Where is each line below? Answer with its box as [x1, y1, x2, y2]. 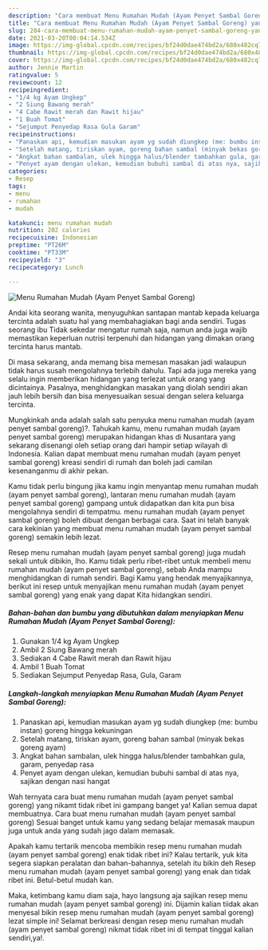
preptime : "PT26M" [8, 241, 69, 250]
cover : [8, 57, 30, 65]
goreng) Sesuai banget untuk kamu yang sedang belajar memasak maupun [8, 818, 255, 827]
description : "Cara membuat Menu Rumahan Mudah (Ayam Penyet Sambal [8, 11, 241, 20]
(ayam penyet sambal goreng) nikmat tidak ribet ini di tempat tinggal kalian [8, 924, 254, 934]
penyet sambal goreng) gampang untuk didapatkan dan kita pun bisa [8, 498, 235, 507]
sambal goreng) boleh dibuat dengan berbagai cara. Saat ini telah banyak [8, 515, 250, 525]
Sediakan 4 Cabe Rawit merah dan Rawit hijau [19, 653, 171, 663]
